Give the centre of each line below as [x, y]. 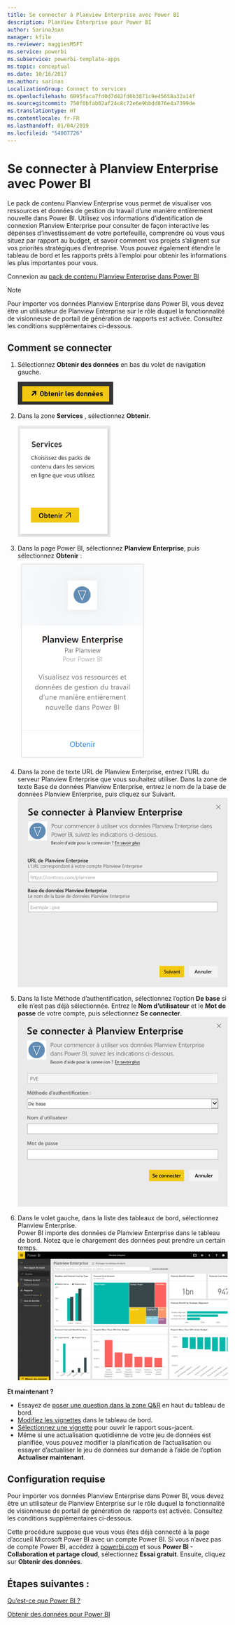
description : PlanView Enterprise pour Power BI [79, 22]
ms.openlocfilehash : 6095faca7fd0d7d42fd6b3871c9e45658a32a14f [101, 96]
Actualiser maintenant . [51, 1457]
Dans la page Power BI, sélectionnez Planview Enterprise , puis [108, 548]
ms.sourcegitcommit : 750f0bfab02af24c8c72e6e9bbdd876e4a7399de [101, 104]
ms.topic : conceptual [39, 67]
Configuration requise [56, 1479]
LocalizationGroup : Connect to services [67, 89]
